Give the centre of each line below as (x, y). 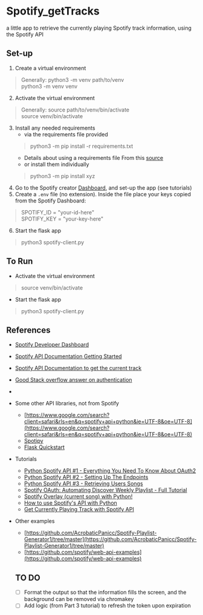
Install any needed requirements (55, 128)
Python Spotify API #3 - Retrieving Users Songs (83, 484)
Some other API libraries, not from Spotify (67, 404)
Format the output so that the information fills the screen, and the (105, 593)
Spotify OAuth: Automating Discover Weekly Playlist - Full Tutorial (105, 490)
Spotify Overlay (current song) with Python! (78, 497)
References (28, 330)
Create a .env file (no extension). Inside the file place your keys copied (103, 194)
